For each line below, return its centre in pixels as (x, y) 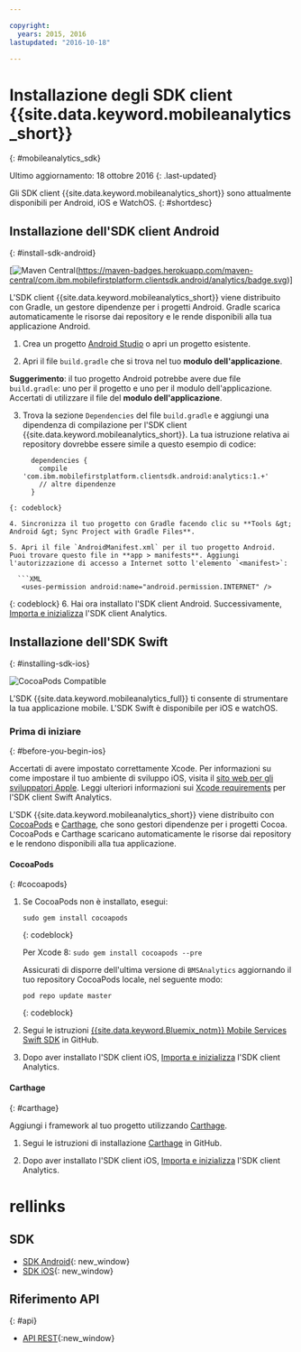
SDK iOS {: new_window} (68, 1271)
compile (53, 469)
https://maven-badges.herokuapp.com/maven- (166, 271)
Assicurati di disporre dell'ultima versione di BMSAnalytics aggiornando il (157, 970)
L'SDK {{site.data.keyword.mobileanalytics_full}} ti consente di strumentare (149, 698)
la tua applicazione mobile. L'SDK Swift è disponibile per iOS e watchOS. (144, 708)
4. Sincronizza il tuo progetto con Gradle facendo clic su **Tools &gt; (151, 524)
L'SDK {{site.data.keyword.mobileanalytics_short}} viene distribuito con (142, 815)
